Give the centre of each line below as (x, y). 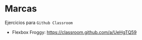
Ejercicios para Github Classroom (39, 22)
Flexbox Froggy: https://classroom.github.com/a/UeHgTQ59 (74, 32)
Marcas (21, 9)
